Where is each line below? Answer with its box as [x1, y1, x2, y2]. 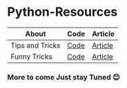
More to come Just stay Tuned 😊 [7, 72, 121, 82]
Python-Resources [7, 4, 118, 20]
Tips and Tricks [10, 41, 61, 50]
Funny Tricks [10, 52, 53, 61]
